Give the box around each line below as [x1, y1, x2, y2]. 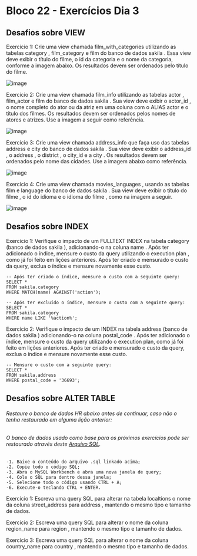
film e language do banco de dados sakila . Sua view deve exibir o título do [6, 187, 187, 194]
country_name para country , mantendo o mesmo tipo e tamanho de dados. [6, 543, 189, 550]
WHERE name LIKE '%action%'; [6, 315, 78, 321]
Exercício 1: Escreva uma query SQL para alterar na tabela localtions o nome [6, 495, 191, 502]
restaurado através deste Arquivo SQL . [6, 440, 101, 448]
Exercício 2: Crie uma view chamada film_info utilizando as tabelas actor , [6, 91, 184, 98]
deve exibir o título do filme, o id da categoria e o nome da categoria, [6, 56, 173, 62]
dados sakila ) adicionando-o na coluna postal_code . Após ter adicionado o [6, 331, 190, 338]
